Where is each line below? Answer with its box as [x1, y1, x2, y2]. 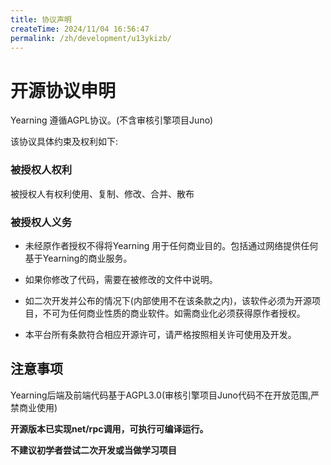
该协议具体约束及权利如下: [10, 136, 119, 148]
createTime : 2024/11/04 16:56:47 [10, 24, 150, 34]
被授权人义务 [10, 215, 73, 229]
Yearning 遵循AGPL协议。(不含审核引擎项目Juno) [10, 114, 214, 126]
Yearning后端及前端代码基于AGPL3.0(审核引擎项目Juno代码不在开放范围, [10, 389, 311, 401]
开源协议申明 [10, 79, 117, 102]
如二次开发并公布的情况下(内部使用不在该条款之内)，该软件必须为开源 [24, 294, 313, 306]
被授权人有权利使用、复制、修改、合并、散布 [10, 187, 195, 200]
